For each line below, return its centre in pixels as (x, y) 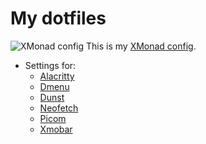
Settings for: (50, 65)
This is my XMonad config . (141, 46)
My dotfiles (58, 18)
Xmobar (56, 129)
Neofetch (59, 108)
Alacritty (57, 76)
